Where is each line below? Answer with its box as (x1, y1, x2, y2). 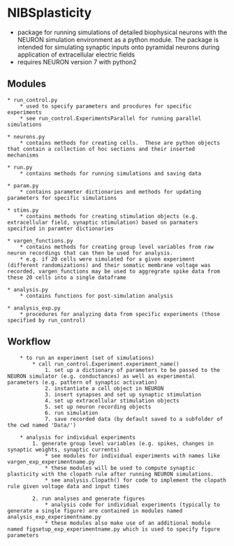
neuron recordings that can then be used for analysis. (7, 250, 173, 257)
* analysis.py (7, 286, 49, 293)
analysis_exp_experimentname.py (7, 513, 101, 520)
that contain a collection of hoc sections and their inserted (7, 145, 196, 152)
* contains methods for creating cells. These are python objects (20, 139, 220, 146)
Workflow (7, 336, 51, 347)
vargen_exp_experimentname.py (7, 458, 96, 466)
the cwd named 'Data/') (7, 422, 77, 429)
